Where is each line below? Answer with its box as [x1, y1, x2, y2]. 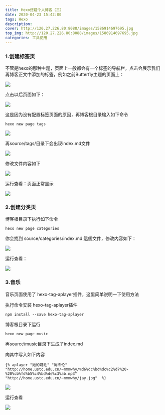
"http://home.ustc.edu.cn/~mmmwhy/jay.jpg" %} [5, 375, 107, 380]
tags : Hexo [5, 17, 28, 22]
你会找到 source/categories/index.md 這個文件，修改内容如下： [5, 235, 136, 241]
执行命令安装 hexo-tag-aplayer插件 [5, 302, 78, 308]
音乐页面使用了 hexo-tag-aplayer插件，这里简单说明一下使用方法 [5, 291, 139, 297]
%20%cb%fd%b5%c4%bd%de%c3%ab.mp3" [5, 371, 78, 376]
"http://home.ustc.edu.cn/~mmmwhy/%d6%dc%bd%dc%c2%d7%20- [5, 367, 129, 372]
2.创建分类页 [5, 204, 36, 211]
